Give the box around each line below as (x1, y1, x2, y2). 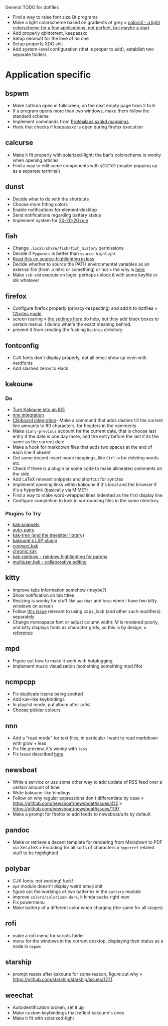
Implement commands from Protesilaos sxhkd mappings (12, 118, 129, 124)
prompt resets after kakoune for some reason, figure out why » (12, 971, 143, 977)
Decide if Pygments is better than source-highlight (12, 250, 116, 256)
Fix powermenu (12, 899, 45, 905)
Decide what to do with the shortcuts (12, 196, 89, 202)
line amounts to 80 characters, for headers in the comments (12, 423, 137, 429)
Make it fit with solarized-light (12, 1015, 74, 1021)
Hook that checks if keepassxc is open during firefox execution (12, 124, 143, 130)
